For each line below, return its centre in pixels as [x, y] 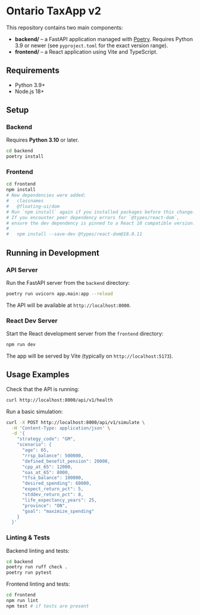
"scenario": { [34, 445]
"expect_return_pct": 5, [53, 489]
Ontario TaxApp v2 [54, 11]
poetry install [25, 156]
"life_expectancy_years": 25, [59, 500]
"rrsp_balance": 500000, [53, 456]
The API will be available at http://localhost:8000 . [68, 305]
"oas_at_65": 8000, [46, 472]
